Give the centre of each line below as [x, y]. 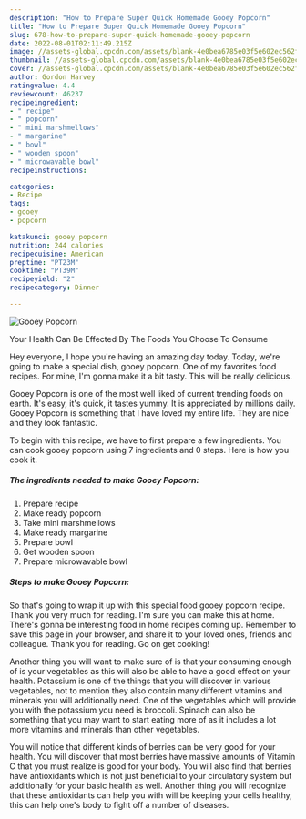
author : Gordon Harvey [52, 77]
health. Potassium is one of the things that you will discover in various [140, 681]
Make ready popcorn [62, 513]
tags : [20, 204]
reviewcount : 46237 [46, 94]
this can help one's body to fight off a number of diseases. [119, 804]
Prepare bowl [48, 541]
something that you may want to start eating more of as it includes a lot [143, 719]
